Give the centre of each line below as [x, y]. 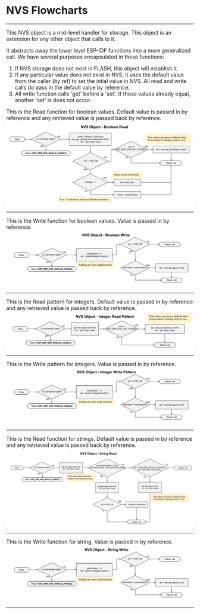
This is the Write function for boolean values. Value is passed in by [88, 221]
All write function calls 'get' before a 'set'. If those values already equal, [102, 94]
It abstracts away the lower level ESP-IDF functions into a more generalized [99, 50]
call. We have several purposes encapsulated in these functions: [85, 57]
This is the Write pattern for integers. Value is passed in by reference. [91, 364]
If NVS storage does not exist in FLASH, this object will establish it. [96, 68]
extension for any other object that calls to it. [61, 39]
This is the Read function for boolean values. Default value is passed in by [97, 112]
